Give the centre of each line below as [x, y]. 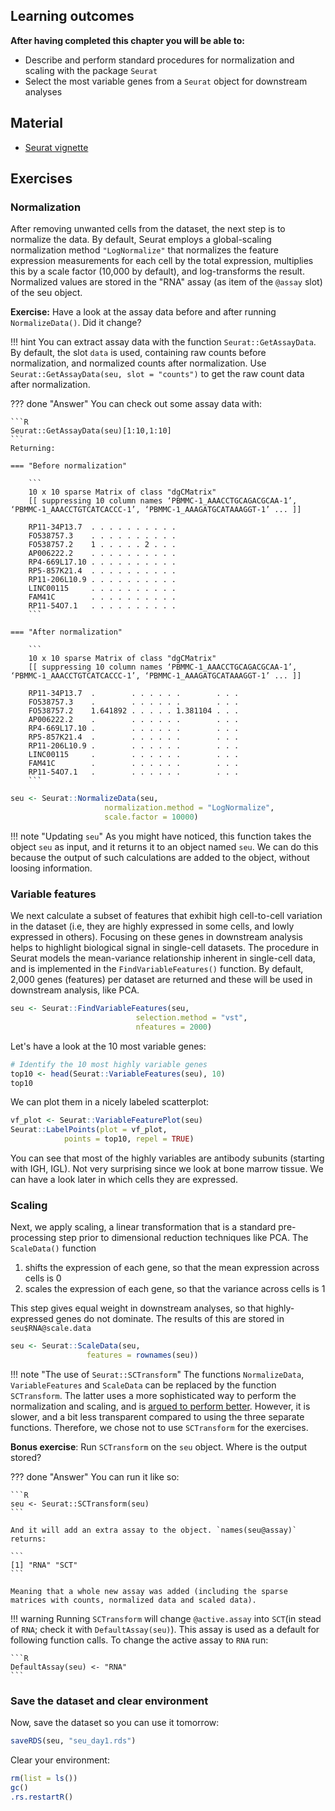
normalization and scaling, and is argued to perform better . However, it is [160, 1406]
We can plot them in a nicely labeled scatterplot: [110, 1102]
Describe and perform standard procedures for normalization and [159, 60]
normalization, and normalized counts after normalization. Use [138, 363]
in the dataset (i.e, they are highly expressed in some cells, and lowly [152, 926]
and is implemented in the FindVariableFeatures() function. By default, [157, 969]
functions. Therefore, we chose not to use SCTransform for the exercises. [159, 1428]
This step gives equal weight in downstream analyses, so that [137, 1308]
